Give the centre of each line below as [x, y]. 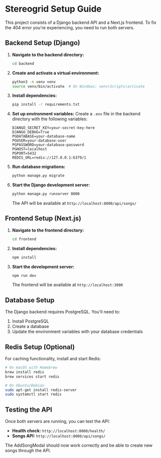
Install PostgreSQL [31, 321]
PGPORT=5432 [24, 154]
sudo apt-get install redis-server [41, 390]
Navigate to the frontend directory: [48, 230]
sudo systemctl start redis [33, 394]
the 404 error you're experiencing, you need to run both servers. [70, 27]
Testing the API [29, 410]
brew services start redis [32, 376]
